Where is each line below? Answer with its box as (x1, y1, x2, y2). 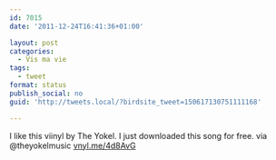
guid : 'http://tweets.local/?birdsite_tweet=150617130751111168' (9, 97, 261, 106)
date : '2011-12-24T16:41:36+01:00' (9, 22, 144, 31)
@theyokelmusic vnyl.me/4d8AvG (9, 140, 136, 151)
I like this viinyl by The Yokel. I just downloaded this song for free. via (9, 130, 268, 141)
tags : (9, 64, 30, 73)
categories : (9, 46, 54, 55)
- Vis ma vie (17, 55, 67, 65)
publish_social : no (9, 88, 84, 98)
